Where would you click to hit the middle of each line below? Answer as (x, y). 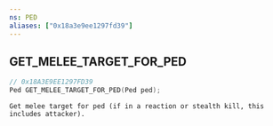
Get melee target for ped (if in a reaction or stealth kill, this (137, 106)
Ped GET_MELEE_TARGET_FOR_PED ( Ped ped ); (85, 91)
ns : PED (24, 17)
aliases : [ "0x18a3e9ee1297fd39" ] (71, 26)
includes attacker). (48, 114)
